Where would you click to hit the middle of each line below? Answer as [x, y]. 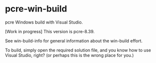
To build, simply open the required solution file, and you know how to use [78, 50]
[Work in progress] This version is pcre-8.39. [50, 31]
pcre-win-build [36, 9]
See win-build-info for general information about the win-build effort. [74, 41]
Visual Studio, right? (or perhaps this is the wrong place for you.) [70, 55]
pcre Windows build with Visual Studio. [44, 22]
